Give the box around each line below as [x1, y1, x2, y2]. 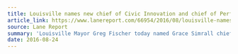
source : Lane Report [7, 23, 69, 30]
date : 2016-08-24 [7, 36, 59, 43]
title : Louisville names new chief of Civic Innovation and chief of [7, 10, 217, 18]
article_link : [7, 17, 50, 24]
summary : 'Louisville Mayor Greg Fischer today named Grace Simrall [7, 29, 214, 37]
